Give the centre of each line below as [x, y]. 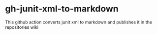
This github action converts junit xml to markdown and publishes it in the [79, 22]
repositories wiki [22, 27]
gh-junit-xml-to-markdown [62, 9]
